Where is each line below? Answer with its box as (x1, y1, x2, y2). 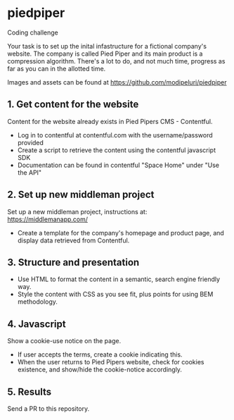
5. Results (7, 385, 52, 397)
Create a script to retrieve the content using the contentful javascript (17, 146, 216, 154)
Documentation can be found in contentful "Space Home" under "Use (17, 161, 220, 169)
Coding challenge (7, 28, 58, 37)
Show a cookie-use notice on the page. (7, 337, 122, 345)
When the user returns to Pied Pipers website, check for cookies (17, 358, 204, 366)
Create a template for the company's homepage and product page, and (17, 228, 225, 237)
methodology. (17, 297, 58, 306)
